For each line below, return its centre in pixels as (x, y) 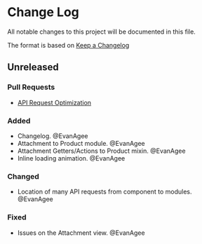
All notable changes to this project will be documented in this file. (102, 32)
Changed (23, 176)
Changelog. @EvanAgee (53, 136)
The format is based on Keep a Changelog (68, 45)
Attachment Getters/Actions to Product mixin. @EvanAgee (101, 151)
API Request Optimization (54, 102)
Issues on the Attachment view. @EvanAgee (81, 233)
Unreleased (33, 67)
